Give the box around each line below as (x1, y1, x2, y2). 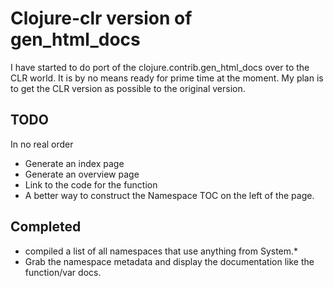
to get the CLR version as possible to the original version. (10, 82, 246, 94)
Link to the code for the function (24, 178, 158, 191)
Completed (10, 218, 82, 236)
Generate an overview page (24, 168, 140, 180)
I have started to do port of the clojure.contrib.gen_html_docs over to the (10, 61, 310, 73)
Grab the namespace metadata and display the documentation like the (24, 255, 315, 267)
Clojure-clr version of (10, 7, 193, 30)
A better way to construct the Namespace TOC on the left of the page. (24, 189, 315, 201)
